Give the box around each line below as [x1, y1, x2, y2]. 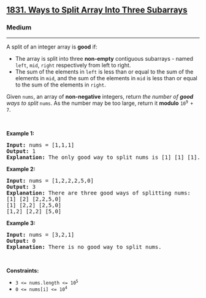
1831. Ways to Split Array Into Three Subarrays [6, 5, 188, 15]
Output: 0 [6, 237, 36, 244]
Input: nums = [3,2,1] [6, 231, 75, 238]
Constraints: [6, 267, 39, 274]
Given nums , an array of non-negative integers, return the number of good [6, 93, 194, 100]
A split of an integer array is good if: [6, 43, 97, 50]
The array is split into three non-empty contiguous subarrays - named [15, 55, 194, 62]
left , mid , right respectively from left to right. [15, 61, 131, 69]
